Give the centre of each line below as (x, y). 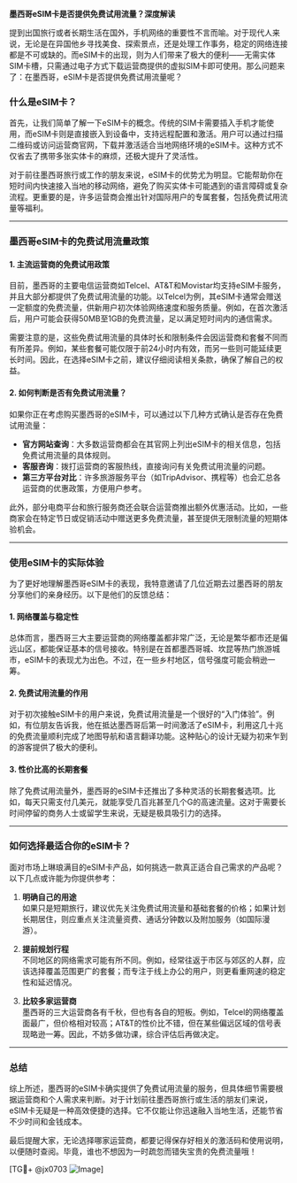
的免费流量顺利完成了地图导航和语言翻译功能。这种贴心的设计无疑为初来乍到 (148, 736)
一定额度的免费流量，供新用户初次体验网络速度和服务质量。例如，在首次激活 (148, 308)
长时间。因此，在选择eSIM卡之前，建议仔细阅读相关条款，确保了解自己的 (142, 360)
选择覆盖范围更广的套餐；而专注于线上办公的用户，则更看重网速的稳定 (157, 971)
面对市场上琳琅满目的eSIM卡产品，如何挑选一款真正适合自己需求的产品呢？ (146, 867)
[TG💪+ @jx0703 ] (57, 1169)
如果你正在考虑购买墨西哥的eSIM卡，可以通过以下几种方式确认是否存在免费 (146, 414)
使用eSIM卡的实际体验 (57, 563)
